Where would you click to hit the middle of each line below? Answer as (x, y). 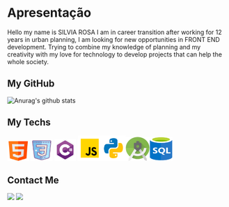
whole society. (28, 61)
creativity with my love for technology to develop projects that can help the (115, 54)
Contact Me (33, 180)
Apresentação (49, 13)
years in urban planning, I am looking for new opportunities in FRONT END (114, 39)
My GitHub (31, 84)
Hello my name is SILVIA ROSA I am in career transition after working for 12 (114, 32)
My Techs (29, 122)
